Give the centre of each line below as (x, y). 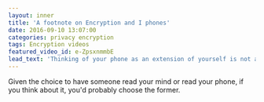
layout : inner (31, 15)
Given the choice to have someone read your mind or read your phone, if (126, 81)
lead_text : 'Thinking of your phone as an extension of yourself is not (130, 60)
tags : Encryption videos (49, 45)
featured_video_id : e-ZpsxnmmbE (61, 52)
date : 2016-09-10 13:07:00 (52, 30)
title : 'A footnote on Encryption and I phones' (89, 23)
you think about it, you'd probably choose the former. (94, 89)
